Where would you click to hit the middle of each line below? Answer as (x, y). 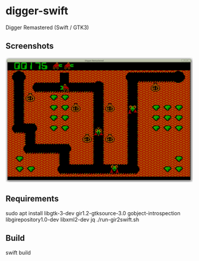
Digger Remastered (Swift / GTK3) (48, 27)
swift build (18, 252)
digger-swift (37, 11)
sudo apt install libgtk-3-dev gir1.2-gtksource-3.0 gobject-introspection (93, 213)
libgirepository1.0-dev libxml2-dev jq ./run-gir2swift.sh (72, 219)
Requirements (32, 199)
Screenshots (30, 46)
